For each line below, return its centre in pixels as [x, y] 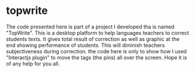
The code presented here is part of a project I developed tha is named [90, 27]
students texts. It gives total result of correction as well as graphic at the [93, 39]
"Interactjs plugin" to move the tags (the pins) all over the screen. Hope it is [97, 57]
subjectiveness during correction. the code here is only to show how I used [96, 51]
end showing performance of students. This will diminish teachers [86, 45]
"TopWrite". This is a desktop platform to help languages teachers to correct [97, 32]
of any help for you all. [33, 63]
